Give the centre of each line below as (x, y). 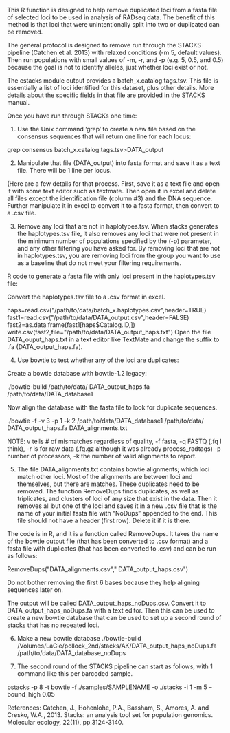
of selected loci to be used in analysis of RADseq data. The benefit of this (111, 17)
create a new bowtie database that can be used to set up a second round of (114, 618)
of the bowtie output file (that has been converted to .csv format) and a (108, 541)
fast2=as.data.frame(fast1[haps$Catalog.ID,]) (71, 325)
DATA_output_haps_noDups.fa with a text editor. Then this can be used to (111, 610)
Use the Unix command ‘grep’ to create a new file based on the (106, 129)
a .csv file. (22, 213)
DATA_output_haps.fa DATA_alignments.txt (67, 428)
